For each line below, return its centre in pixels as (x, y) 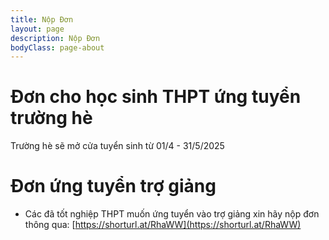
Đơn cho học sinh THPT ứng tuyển (156, 97)
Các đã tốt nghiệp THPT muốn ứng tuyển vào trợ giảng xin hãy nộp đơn (172, 214)
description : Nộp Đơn (55, 38)
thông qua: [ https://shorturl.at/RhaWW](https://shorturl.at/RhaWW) (163, 225)
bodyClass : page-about (57, 47)
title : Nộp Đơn (42, 19)
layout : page (37, 29)
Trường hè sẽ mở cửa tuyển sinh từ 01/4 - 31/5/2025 (117, 146)
